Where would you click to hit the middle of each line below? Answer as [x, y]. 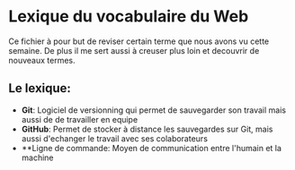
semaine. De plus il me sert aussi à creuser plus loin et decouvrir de [134, 50]
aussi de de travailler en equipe [80, 119]
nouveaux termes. [42, 60]
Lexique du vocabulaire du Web [129, 17]
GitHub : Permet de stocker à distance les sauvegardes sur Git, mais [147, 129]
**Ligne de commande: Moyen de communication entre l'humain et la [152, 148]
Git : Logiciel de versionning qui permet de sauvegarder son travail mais [154, 110]
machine [38, 157]
